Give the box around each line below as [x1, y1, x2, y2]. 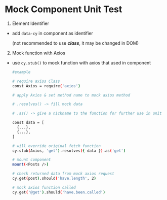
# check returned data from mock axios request [12, 171, 114, 176]
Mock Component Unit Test [5, 4, 122, 15]
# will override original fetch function [12, 143, 101, 148]
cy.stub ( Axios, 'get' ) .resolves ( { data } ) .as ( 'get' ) [12, 148, 126, 153]
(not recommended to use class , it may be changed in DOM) [12, 40, 139, 46]
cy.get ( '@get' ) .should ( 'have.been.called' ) [12, 189, 106, 195]
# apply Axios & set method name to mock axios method [12, 92, 131, 97]
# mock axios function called [12, 185, 76, 190]
